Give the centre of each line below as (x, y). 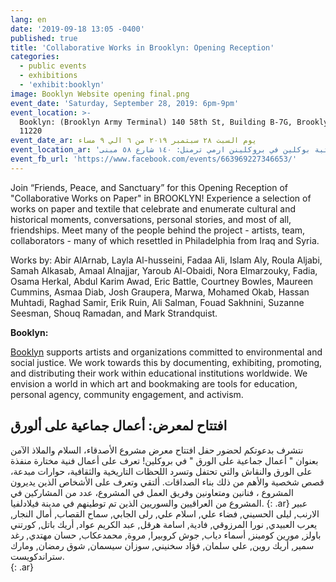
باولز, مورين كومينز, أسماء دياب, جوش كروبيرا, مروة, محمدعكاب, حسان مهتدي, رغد (166, 535)
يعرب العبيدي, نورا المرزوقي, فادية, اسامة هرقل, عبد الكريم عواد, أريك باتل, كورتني (164, 524)
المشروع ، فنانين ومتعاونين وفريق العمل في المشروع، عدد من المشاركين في (152, 492)
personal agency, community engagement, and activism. (127, 394)
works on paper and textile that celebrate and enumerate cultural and (153, 208)
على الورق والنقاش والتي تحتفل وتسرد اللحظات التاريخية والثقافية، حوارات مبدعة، (161, 471)
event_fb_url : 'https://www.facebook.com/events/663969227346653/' (154, 159)
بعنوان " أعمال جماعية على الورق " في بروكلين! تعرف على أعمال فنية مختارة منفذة (164, 460)
